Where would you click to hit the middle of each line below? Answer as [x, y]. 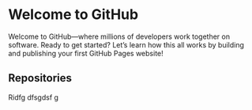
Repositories [40, 78]
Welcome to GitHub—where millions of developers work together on [119, 36]
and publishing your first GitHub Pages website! [86, 53]
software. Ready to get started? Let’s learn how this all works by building [126, 44]
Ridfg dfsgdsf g [34, 97]
